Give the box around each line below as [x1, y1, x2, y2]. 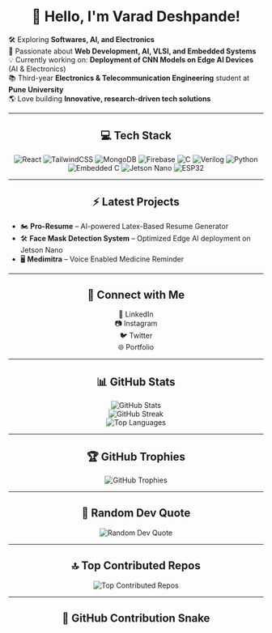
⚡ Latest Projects [92, 195, 180, 209]
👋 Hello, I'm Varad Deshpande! [31, 7, 241, 26]
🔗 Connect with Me [87, 287, 185, 302]
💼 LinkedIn [118, 309, 154, 319]
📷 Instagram [114, 319, 158, 329]
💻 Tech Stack [100, 129, 172, 142]
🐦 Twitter [119, 331, 153, 341]
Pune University [8, 84, 64, 94]
